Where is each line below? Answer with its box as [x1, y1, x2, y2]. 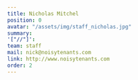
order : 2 [7, 62, 33, 69]
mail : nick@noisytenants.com [7, 49, 92, 56]
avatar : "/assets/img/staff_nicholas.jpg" [7, 23, 132, 30]
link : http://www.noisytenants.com [7, 56, 110, 63]
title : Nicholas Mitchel [7, 10, 79, 17]
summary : [7, 29, 33, 37]
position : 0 [7, 17, 42, 24]
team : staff [7, 42, 42, 49]
